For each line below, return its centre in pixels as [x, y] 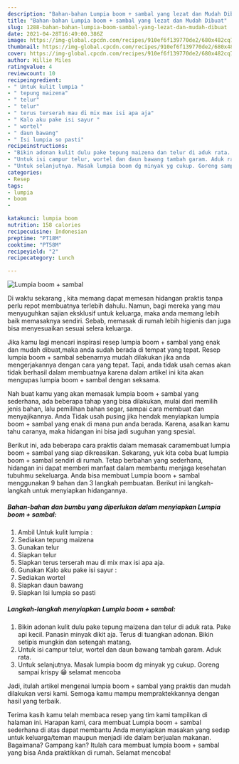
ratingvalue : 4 [30, 67]
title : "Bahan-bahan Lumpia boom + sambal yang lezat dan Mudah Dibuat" [117, 21]
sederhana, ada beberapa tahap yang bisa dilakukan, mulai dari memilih [113, 402]
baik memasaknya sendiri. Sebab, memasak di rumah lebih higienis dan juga [119, 321]
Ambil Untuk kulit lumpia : [55, 532]
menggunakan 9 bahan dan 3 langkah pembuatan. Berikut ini [97, 483]
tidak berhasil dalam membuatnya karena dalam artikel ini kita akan [106, 372]
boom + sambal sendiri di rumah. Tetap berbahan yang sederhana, [105, 461]
